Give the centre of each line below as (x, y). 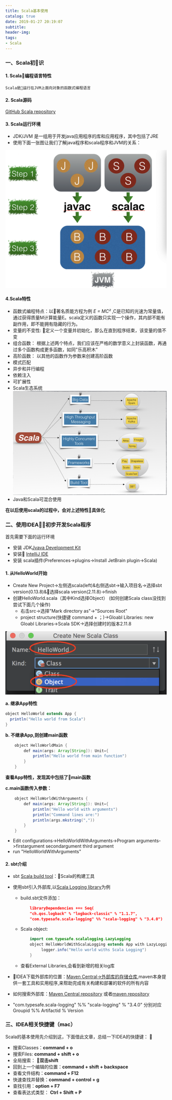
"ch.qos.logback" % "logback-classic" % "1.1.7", (84, 914)
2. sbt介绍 (16, 864)
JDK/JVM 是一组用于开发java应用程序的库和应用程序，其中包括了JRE (85, 136)
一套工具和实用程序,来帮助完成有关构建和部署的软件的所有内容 (83, 983)
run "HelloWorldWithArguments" (47, 852)
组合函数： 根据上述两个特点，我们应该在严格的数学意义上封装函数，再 (87, 343)
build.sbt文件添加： (41, 898)
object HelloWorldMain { (41, 745)
